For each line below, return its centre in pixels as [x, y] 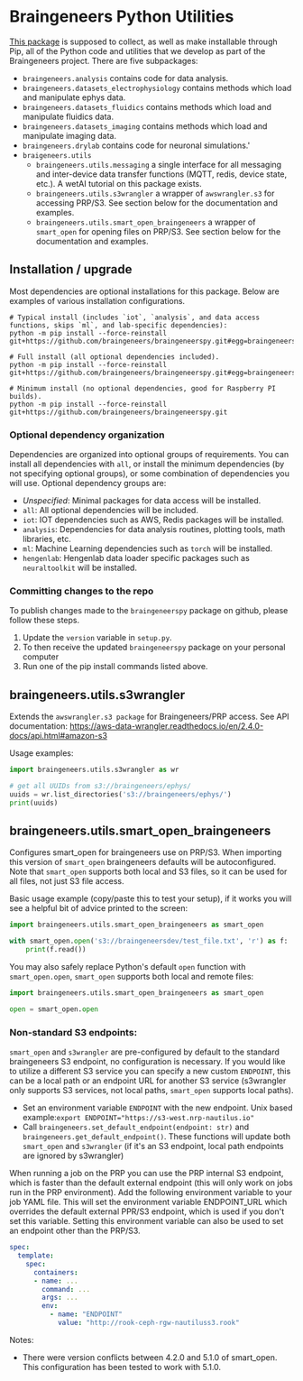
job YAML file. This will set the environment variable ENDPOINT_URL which [148, 1202]
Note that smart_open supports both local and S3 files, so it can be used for [148, 871]
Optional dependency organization [87, 435]
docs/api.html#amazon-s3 [59, 736]
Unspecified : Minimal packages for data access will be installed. [142, 501]
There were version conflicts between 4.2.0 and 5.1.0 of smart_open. [150, 1357]
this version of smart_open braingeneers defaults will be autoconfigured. [143, 862]
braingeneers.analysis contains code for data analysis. [125, 78]
